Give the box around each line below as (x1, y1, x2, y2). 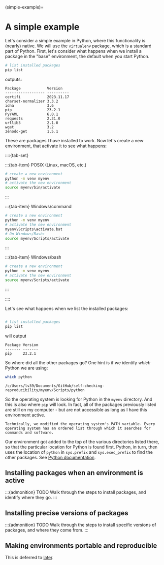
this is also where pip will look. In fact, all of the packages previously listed (5, 401, 157, 408)
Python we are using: (5, 365, 48, 371)
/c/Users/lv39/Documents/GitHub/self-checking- (5, 383, 105, 388)
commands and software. (5, 430, 54, 435)
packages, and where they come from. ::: (5, 527, 89, 533)
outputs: (5, 76, 22, 82)
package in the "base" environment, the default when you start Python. (5, 53, 150, 59)
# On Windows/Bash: (5, 231, 45, 236)
